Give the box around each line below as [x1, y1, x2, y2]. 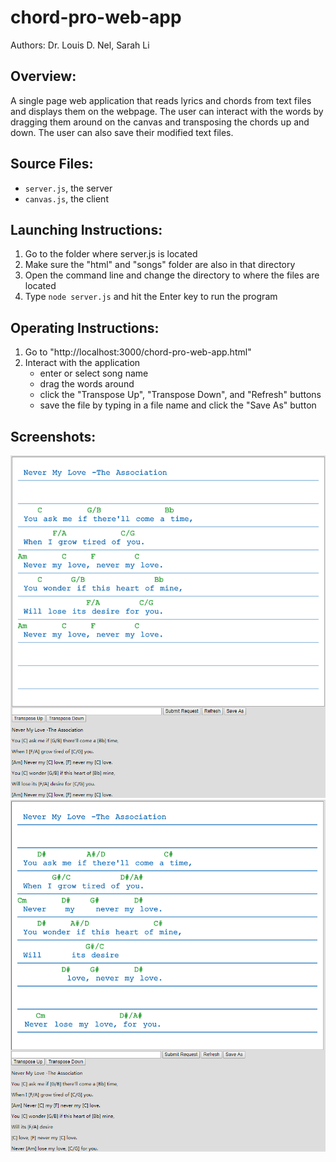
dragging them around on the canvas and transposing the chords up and [10, 116, 310, 128]
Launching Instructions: [10, 221, 163, 238]
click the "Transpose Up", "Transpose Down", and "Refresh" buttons [39, 389, 322, 401]
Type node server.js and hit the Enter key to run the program [24, 291, 278, 303]
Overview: [10, 68, 77, 85]
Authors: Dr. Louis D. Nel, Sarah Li [10, 39, 150, 51]
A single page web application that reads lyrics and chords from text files [10, 94, 312, 106]
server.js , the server [24, 182, 113, 194]
